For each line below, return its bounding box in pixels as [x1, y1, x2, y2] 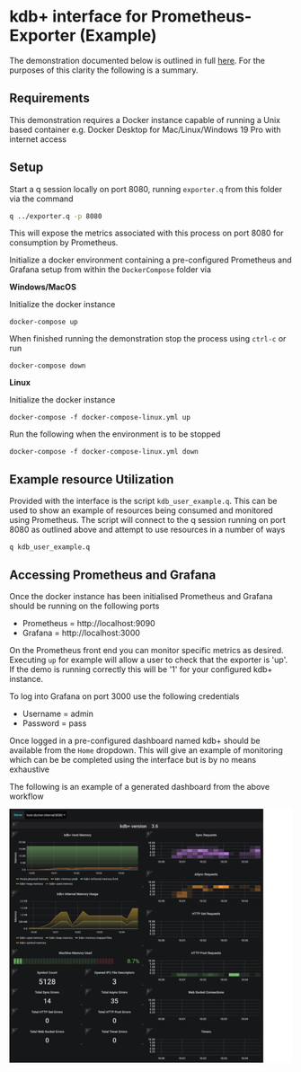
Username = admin [22, 708, 94, 720]
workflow [9, 791, 44, 802]
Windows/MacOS [9, 281, 76, 293]
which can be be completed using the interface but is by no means [9, 755, 257, 766]
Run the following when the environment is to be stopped [9, 429, 221, 439]
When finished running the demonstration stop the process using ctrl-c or [9, 333, 287, 344]
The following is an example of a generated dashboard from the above [9, 782, 270, 793]
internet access [9, 133, 67, 145]
